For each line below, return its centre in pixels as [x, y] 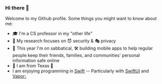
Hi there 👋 [17, 8]
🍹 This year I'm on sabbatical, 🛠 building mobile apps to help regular [82, 48]
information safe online [36, 60]
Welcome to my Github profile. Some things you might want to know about [81, 19]
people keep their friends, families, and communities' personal [76, 56]
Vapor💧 [19, 76]
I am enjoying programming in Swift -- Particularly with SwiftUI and [81, 71]
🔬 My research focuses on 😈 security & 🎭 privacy [64, 41]
